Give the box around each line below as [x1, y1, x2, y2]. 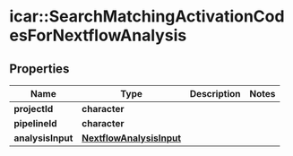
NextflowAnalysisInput [82, 132, 182, 144]
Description [189, 88, 241, 100]
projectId [13, 103, 54, 115]
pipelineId [13, 117, 57, 129]
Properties [9, 61, 70, 76]
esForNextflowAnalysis [9, 25, 187, 46]
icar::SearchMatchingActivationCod [9, 6, 285, 27]
